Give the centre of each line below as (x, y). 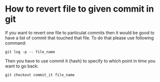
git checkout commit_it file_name (40, 75)
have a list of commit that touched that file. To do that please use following (80, 38)
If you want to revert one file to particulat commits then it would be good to (80, 33)
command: (16, 43)
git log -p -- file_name (30, 52)
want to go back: (22, 66)
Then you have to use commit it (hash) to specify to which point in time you (80, 61)
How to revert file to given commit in (80, 9)
